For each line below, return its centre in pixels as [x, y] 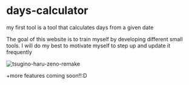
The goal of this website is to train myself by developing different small [94, 39]
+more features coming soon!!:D [47, 75]
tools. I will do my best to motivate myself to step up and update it [88, 46]
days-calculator [47, 11]
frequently [19, 52]
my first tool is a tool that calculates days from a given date [80, 27]
